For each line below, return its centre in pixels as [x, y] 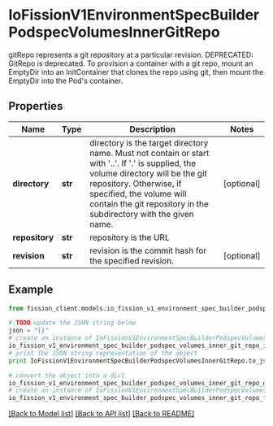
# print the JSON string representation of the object [103, 353]
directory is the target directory [149, 142]
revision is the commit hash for [148, 250]
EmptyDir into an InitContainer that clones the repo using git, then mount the [136, 72]
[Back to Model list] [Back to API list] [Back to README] [102, 414]
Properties [36, 106]
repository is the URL [129, 237]
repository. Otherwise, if [135, 183]
